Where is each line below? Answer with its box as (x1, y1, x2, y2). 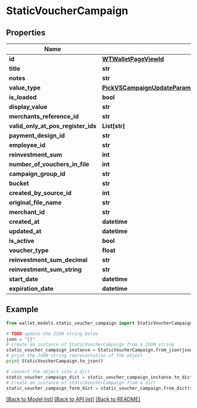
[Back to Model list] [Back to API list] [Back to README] (6, 396, 141, 403)
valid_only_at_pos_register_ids (9, 122, 97, 130)
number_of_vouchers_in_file (9, 160, 90, 168)
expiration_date (9, 284, 54, 293)
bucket (9, 180, 29, 187)
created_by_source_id (9, 189, 72, 197)
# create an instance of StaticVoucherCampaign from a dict (6, 380, 157, 386)
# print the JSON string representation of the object (6, 353, 143, 359)
